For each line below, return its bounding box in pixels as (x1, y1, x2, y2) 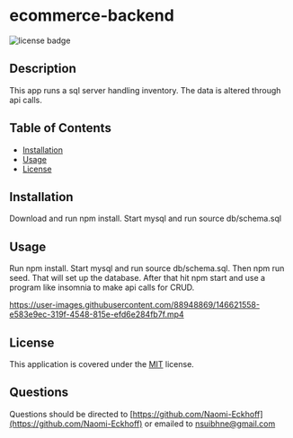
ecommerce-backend (9, 5, 175, 26)
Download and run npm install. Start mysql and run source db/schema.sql (9, 213, 281, 224)
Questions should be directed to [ (9, 408, 133, 419)
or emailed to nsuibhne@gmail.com (144, 418, 276, 429)
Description (9, 61, 76, 76)
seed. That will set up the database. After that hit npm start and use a (9, 273, 266, 284)
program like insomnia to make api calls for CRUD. (9, 282, 195, 293)
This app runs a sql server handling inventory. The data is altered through (9, 84, 281, 95)
